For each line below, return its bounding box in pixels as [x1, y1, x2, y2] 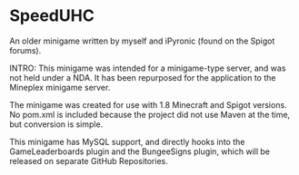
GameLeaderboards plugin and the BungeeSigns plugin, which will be [9, 146, 271, 157]
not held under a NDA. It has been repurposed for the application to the [9, 72, 276, 83]
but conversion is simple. [9, 119, 104, 130]
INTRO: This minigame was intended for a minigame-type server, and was [9, 63, 286, 73]
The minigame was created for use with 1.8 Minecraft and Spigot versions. [9, 99, 288, 110]
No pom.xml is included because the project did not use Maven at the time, [9, 109, 291, 120]
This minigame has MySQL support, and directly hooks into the [9, 136, 245, 147]
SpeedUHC [9, 5, 95, 26]
